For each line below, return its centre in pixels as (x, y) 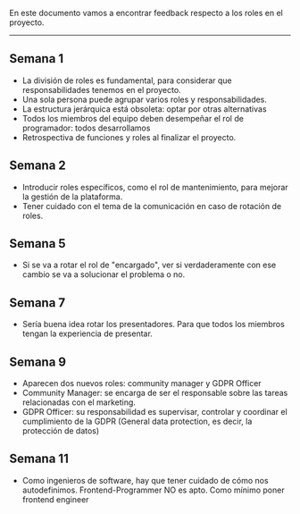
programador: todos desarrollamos (86, 128)
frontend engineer (55, 499)
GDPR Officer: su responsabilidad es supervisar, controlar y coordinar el (154, 412)
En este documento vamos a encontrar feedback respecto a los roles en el (146, 13)
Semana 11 (39, 459)
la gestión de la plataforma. (72, 197)
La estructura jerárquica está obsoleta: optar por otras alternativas (144, 109)
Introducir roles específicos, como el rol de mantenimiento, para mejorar (155, 187)
